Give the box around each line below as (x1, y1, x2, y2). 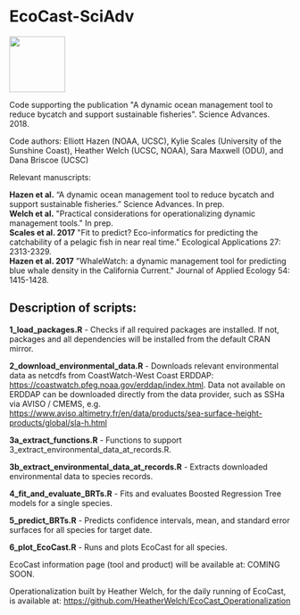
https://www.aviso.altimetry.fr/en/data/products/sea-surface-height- (9, 408, 263, 419)
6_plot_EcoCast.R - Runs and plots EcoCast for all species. (9, 542, 228, 553)
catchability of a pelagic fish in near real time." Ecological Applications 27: (9, 237, 281, 247)
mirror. (9, 343, 34, 353)
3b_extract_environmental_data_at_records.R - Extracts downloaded (9, 461, 268, 472)
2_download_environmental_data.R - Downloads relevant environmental (9, 360, 279, 371)
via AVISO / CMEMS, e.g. (9, 398, 101, 409)
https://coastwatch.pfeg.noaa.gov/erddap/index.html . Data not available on (9, 379, 286, 390)
